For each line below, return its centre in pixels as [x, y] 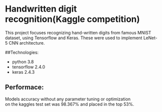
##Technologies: [22, 52]
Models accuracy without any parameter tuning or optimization [68, 99]
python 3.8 [23, 62]
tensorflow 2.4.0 [28, 67]
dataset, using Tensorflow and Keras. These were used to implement [74, 38]
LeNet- [150, 38]
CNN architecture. [27, 43]
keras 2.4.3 [23, 72]
